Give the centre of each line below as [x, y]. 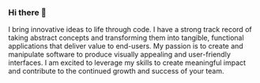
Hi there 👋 [28, 13]
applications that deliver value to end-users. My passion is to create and [126, 46]
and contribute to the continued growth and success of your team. [116, 71]
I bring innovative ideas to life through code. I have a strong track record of [130, 30]
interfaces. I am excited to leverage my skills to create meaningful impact [127, 63]
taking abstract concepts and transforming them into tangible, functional [126, 38]
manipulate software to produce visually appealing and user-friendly [120, 55]
